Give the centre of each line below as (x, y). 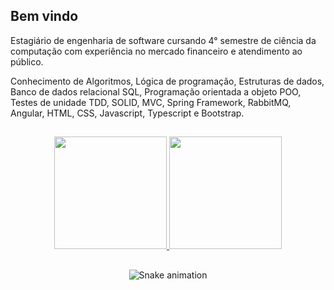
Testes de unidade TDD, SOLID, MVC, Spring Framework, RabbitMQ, (151, 102)
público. (27, 61)
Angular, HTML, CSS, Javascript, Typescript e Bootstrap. (127, 113)
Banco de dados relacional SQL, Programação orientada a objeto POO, (156, 91)
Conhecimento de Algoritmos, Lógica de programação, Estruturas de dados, (167, 81)
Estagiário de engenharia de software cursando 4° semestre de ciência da (163, 40)
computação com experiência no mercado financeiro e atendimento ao (156, 51)
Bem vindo (44, 16)
